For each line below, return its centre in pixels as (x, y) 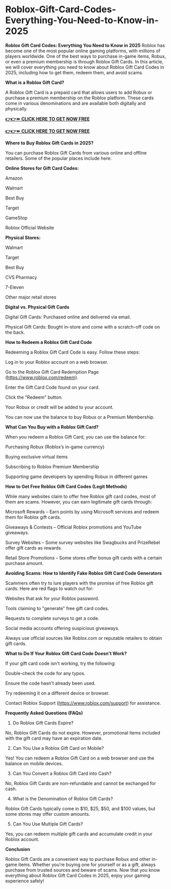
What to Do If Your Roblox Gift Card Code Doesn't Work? (66, 653)
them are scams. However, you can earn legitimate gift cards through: (79, 502)
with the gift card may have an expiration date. (54, 738)
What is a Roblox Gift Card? (35, 82)
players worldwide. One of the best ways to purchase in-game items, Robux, (86, 56)
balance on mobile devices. (34, 763)
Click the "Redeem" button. (34, 397)
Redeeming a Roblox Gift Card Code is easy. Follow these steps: (73, 352)
